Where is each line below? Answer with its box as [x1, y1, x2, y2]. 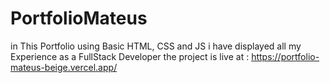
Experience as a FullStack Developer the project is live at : [10, 50, 250, 62]
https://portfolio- [251, 50, 320, 62]
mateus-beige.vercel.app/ [10, 61, 118, 73]
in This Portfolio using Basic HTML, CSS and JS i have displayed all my [10, 40, 302, 52]
